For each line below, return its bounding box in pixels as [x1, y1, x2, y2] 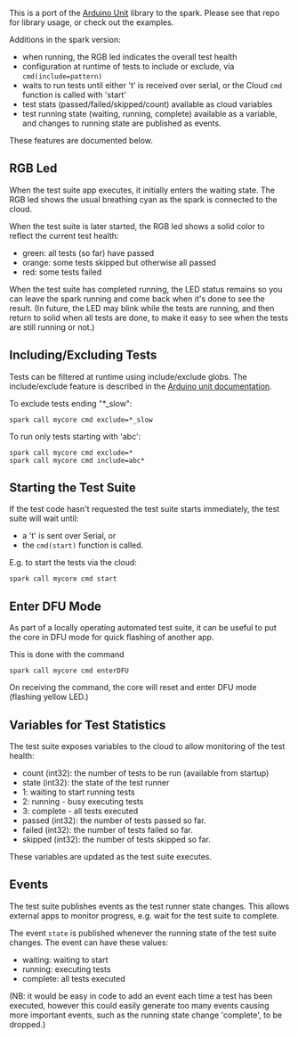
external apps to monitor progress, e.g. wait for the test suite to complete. [9, 910, 279, 921]
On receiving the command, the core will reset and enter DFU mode [9, 682, 257, 693]
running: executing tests [21, 963, 111, 975]
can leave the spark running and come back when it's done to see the [9, 293, 265, 304]
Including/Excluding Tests [9, 348, 157, 363]
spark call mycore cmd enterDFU [9, 666, 129, 676]
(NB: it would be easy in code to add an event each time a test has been [9, 990, 273, 1001]
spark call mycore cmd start [9, 574, 117, 583]
